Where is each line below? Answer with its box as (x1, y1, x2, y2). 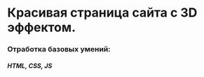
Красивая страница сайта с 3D (7, 5, 198, 21)
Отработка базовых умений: (7, 44, 111, 54)
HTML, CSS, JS (7, 61, 53, 70)
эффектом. (7, 19, 76, 35)
